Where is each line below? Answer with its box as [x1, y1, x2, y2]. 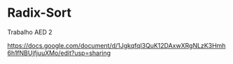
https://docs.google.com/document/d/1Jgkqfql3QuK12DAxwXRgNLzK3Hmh [7, 41, 226, 49]
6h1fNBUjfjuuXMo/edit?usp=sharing [7, 49, 111, 57]
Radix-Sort [7, 5, 72, 21]
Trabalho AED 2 [7, 28, 52, 36]
